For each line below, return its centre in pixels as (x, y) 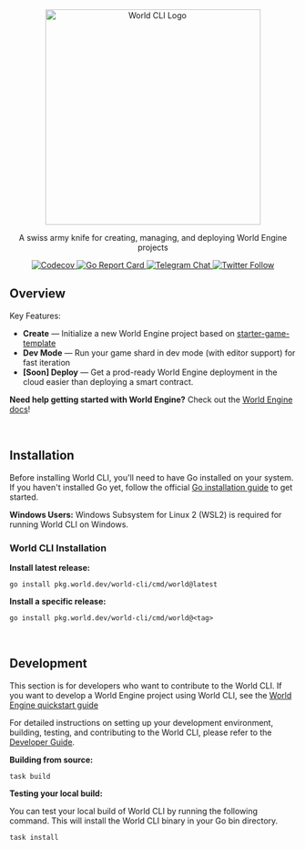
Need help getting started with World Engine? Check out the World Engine (151, 399)
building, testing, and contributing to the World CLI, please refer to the (141, 732)
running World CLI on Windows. (69, 524)
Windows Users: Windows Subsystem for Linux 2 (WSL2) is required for (146, 514)
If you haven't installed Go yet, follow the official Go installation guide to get (151, 487)
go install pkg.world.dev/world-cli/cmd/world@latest (114, 584)
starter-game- (263, 333)
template (39, 343)
